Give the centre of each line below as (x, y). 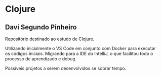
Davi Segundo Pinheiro (41, 27)
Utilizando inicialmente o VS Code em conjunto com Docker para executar (80, 48)
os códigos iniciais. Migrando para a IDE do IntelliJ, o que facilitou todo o (79, 53)
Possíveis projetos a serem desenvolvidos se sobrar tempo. (66, 68)
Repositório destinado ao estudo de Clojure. (50, 39)
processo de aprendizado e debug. (41, 59)
